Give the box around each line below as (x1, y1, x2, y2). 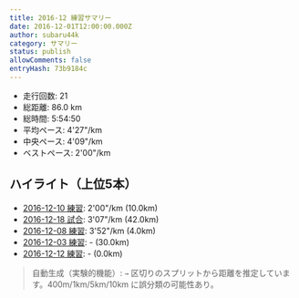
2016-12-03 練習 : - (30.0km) (22, 236, 130, 247)
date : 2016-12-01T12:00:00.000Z (9, 22, 132, 31)
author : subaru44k (9, 30, 79, 39)
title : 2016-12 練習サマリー (9, 13, 112, 23)
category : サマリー (9, 38, 78, 48)
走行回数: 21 (22, 90, 68, 101)
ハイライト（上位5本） (9, 177, 137, 192)
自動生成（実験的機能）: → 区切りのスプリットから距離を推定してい (31, 267, 283, 278)
